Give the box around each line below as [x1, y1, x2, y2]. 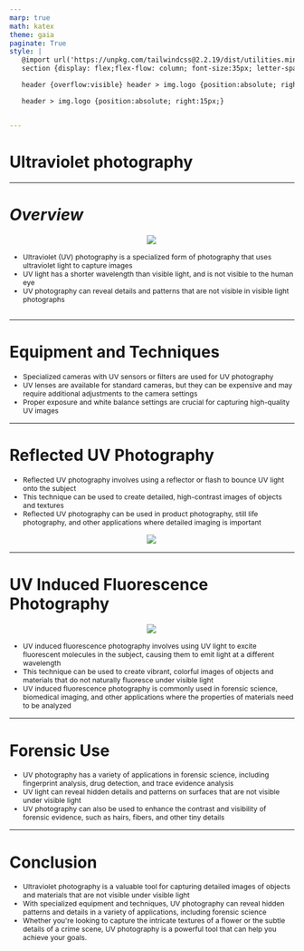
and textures [22, 500, 65, 510]
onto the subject [22, 483, 77, 493]
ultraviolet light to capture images [22, 260, 133, 270]
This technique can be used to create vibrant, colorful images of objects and [22, 667, 274, 677]
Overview [9, 204, 84, 225]
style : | [9, 47, 43, 56]
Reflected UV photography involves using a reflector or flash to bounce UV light [22, 475, 285, 485]
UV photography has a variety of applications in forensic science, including [22, 770, 270, 780]
